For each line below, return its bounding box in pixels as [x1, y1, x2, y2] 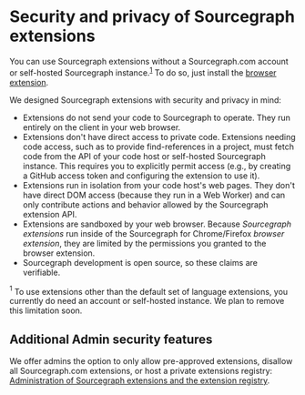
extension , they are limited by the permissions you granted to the [22, 238, 267, 248]
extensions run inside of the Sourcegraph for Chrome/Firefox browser [22, 228, 285, 238]
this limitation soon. [9, 305, 83, 316]
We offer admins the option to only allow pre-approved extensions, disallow [9, 356, 293, 367]
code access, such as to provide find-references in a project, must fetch [22, 141, 294, 152]
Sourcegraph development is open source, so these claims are [22, 257, 258, 268]
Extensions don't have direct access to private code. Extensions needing [22, 131, 296, 142]
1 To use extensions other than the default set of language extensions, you [9, 284, 289, 297]
